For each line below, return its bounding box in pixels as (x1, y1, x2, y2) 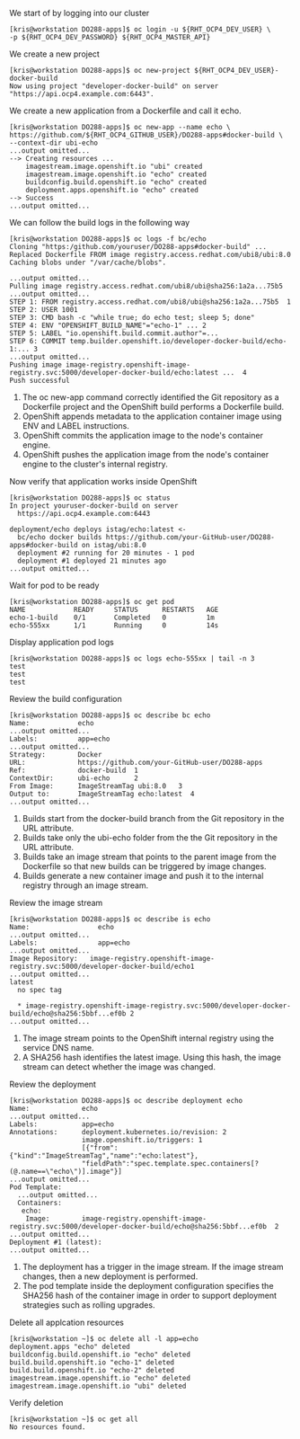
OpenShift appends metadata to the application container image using (22, 411, 282, 422)
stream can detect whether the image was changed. (22, 1061, 216, 1072)
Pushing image (9, 360, 63, 369)
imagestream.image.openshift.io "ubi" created (25, 162, 203, 171)
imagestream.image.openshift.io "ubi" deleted (9, 1381, 187, 1390)
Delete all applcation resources (9, 1317, 124, 1328)
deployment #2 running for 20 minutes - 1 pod (17, 548, 195, 557)
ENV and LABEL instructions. (22, 421, 130, 431)
